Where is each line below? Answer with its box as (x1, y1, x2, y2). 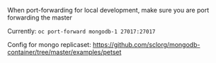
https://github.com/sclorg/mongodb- (92, 41, 200, 48)
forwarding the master (7, 13, 73, 22)
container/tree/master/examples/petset (7, 48, 122, 56)
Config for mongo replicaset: (7, 41, 91, 48)
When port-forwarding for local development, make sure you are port (7, 6, 210, 14)
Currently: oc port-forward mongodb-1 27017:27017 (7, 27, 156, 35)
